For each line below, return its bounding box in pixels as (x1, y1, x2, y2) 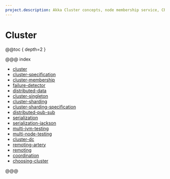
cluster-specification (12, 71, 56, 77)
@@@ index (5, 56, 31, 62)
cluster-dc (12, 136, 34, 142)
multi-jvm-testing (12, 125, 49, 131)
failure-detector (12, 82, 46, 88)
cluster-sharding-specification (12, 104, 76, 110)
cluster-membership (12, 77, 55, 83)
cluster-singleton (12, 93, 48, 99)
